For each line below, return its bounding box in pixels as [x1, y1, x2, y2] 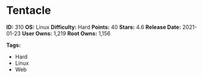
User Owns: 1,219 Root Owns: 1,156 [22, 29, 111, 37]
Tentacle [6, 4, 51, 17]
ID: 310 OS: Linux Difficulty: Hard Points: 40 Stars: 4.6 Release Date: [6, 23, 181, 31]
